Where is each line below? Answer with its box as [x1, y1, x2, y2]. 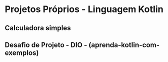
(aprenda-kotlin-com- [88, 40, 160, 49]
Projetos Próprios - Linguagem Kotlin [5, 4, 163, 15]
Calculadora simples [5, 24, 72, 32]
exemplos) [5, 48, 39, 57]
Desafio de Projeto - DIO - [5, 40, 87, 49]
